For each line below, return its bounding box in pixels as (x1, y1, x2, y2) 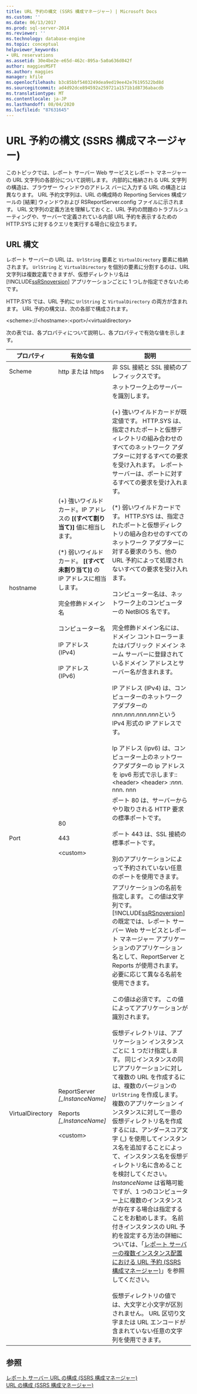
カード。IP (58, 506, 87, 514)
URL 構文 (6, 239, 39, 250)
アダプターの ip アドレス (118, 762, 185, 770)
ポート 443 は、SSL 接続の (112, 830, 186, 839)
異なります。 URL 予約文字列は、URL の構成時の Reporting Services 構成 (6, 191, 182, 198)
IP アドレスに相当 (58, 575, 107, 583)
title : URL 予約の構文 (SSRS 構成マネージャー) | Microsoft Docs (6, 8, 157, 15)
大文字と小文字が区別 (124, 1301, 183, 1309)
